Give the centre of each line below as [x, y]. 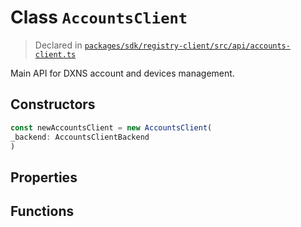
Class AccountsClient [99, 17]
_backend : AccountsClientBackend [80, 137]
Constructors [53, 104]
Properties [44, 177]
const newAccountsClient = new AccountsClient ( [111, 127]
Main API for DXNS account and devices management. [122, 73]
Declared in [58, 45]
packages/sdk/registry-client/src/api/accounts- [187, 46]
